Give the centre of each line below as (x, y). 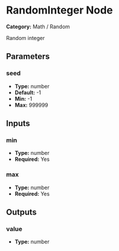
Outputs (22, 212)
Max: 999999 (31, 105)
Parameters (28, 57)
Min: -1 (23, 98)
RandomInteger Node (59, 10)
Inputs (18, 123)
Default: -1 (28, 93)
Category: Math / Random (38, 27)
